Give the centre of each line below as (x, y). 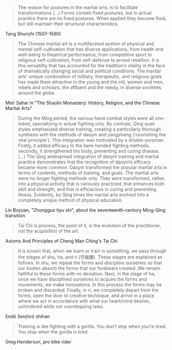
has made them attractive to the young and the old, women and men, (91, 82)
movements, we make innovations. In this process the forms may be (90, 284)
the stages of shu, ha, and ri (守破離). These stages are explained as (90, 257)
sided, (24, 124)
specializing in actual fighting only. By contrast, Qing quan (94, 124)
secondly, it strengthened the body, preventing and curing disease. (89, 151)
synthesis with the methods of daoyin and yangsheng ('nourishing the (92, 135)
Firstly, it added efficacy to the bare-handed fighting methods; (84, 145)
